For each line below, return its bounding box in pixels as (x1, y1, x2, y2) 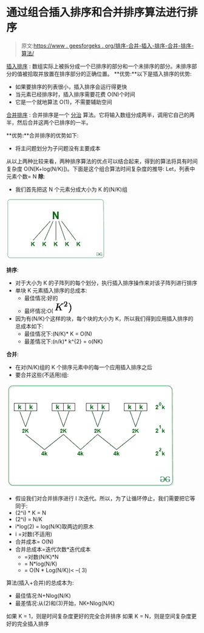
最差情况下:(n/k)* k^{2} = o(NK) (24, 337, 103, 345)
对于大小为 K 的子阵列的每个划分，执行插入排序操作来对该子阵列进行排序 (15, 279, 198, 286)
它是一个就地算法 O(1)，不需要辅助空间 (15, 98, 112, 105)
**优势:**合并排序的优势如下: (6, 131, 79, 139)
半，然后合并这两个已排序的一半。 (6, 119, 92, 126)
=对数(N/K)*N (24, 553, 59, 560)
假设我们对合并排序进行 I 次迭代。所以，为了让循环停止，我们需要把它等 (15, 494, 195, 502)
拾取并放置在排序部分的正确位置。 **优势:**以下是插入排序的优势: (27, 70, 192, 77)
